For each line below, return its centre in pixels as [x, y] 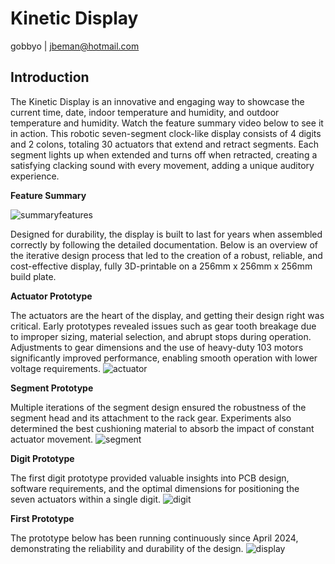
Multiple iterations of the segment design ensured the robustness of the [158, 407]
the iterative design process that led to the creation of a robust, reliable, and [166, 255]
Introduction [50, 77]
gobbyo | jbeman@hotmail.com [75, 46]
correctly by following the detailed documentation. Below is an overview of [164, 244]
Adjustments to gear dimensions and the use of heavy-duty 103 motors [157, 347]
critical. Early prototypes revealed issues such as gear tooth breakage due [163, 326]
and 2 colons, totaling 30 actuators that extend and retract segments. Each [164, 144]
